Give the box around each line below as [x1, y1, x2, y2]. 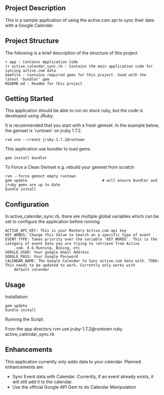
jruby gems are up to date [5, 183, 61, 188]
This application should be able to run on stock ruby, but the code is [5, 107, 143, 113]
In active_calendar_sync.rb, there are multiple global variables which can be [5, 213, 159, 219]
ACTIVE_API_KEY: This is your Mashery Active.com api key [5, 228, 127, 233]
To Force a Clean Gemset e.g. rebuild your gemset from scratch [5, 164, 134, 170]
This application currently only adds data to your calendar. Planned [5, 358, 141, 364]
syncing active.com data [5, 68, 56, 73]
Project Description [5, 4, 66, 12]
